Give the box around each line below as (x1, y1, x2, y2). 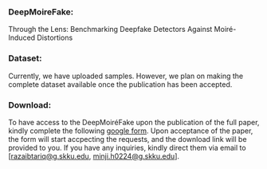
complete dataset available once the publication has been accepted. (8, 79, 233, 89)
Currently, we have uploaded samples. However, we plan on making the (8, 71, 244, 81)
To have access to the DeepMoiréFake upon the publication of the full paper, (8, 117, 260, 127)
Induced (8, 33, 36, 42)
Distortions (37, 33, 73, 42)
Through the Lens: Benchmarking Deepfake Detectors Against (8, 25, 213, 34)
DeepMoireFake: (8, 6, 74, 18)
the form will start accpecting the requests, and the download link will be (8, 134, 247, 143)
